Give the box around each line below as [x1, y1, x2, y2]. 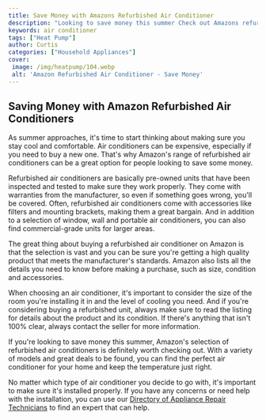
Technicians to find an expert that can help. [8, 403, 150, 412]
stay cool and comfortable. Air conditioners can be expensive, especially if [8, 142, 252, 151]
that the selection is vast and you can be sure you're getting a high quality [8, 248, 249, 257]
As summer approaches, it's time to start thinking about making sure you [8, 133, 245, 142]
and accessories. [8, 273, 65, 282]
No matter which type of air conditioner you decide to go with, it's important [8, 377, 256, 388]
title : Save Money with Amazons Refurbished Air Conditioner [8, 11, 215, 20]
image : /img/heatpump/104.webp [11, 63, 115, 71]
